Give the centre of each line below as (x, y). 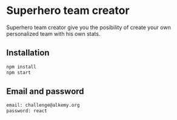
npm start (19, 72)
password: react (27, 111)
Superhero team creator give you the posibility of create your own (88, 27)
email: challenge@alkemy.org (43, 105)
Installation (28, 53)
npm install (21, 67)
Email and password (45, 91)
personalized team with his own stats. (53, 33)
